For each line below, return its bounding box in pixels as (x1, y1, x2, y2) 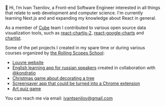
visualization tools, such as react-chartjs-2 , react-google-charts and (5, 30, 144, 35)
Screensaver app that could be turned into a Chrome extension (12, 80, 140, 86)
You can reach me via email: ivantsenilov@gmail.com (5, 95, 113, 101)
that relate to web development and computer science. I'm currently (5, 10, 143, 16)
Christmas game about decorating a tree (12, 75, 95, 81)
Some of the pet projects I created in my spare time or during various (5, 45, 145, 50)
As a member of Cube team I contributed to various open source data (5, 25, 146, 31)
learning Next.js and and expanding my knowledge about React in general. (5, 15, 157, 21)
